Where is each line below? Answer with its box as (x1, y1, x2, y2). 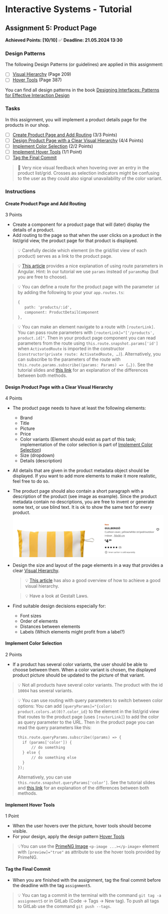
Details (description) (20, 458, 62, 464)
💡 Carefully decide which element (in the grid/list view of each (17, 248, 147, 254)
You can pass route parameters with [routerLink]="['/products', (17, 329, 155, 335)
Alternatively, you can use (17, 774, 71, 780)
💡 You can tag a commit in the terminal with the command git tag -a (17, 892, 161, 898)
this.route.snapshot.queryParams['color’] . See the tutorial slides (17, 779, 155, 785)
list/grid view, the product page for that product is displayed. (12, 237, 138, 244)
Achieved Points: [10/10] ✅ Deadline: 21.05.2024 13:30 (5, 37, 123, 43)
